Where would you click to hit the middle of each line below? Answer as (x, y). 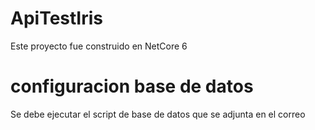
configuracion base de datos (132, 86)
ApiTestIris (56, 18)
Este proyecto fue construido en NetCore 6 (99, 46)
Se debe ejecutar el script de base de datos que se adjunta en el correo (158, 114)
